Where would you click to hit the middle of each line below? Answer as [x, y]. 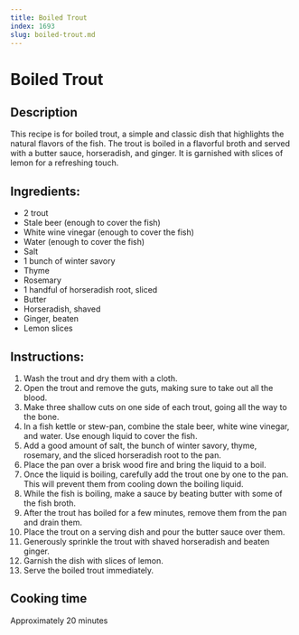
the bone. [41, 417]
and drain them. [53, 522]
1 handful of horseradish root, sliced [90, 290]
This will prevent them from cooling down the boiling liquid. [133, 484]
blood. [35, 397]
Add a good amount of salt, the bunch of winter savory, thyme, [140, 445]
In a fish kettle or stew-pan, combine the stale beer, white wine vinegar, [156, 426]
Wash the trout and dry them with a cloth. [100, 378]
